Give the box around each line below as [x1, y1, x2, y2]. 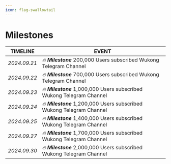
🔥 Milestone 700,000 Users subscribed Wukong [42, 71, 159, 78]
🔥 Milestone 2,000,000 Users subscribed [42, 144, 143, 151]
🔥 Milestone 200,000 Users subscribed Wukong [42, 56, 159, 63]
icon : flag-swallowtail [5, 7, 56, 13]
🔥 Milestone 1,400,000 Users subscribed [42, 115, 143, 122]
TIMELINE [10, 48, 35, 55]
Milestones [5, 29, 53, 41]
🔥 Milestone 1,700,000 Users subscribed [42, 129, 143, 136]
